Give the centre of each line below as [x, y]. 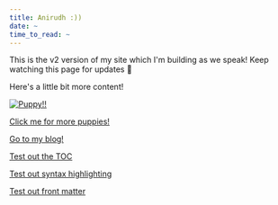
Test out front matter [48, 192]
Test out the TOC [41, 156]
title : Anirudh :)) [46, 18]
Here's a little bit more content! [67, 87]
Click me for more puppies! [60, 121]
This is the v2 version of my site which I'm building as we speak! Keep [139, 60]
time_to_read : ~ [40, 34]
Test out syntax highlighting [61, 174]
